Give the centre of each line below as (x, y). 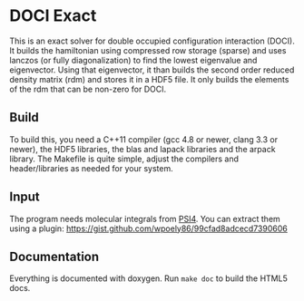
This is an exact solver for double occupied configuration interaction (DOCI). (152, 41)
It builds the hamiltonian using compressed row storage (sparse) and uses (148, 50)
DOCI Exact (53, 16)
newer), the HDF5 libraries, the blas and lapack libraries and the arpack (142, 149)
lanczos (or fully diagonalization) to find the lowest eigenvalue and (133, 60)
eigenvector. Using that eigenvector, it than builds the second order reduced (152, 70)
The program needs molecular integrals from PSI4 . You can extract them (145, 218)
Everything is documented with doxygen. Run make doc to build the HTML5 (148, 278)
